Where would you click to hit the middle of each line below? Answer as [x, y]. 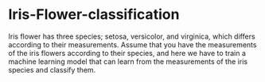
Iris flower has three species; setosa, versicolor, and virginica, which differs [132, 36]
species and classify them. [52, 69]
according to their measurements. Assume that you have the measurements [132, 44]
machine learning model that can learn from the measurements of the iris [128, 61]
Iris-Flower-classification [94, 15]
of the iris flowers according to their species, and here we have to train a [127, 53]
